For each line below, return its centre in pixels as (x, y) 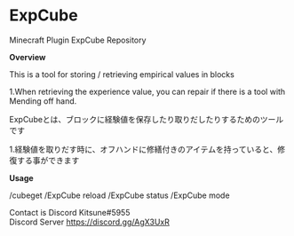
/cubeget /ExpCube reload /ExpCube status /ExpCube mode (119, 195)
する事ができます (48, 160)
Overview (28, 57)
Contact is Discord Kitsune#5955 (70, 212)
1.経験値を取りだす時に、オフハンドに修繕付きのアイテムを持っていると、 (143, 149)
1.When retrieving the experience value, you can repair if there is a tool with (147, 91)
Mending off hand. (43, 101)
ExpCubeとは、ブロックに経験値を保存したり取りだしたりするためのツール (147, 119)
